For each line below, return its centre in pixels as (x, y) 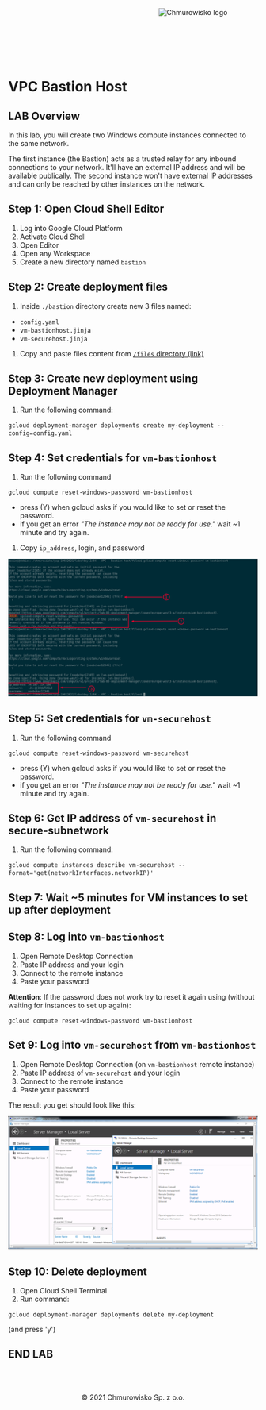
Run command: (44, 1299)
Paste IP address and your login (72, 965)
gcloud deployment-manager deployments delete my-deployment (111, 1315)
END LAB (31, 1354)
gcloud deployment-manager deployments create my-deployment (111, 426)
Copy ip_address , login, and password (82, 548)
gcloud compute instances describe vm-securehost (92, 865)
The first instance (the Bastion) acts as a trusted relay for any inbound (122, 159)
